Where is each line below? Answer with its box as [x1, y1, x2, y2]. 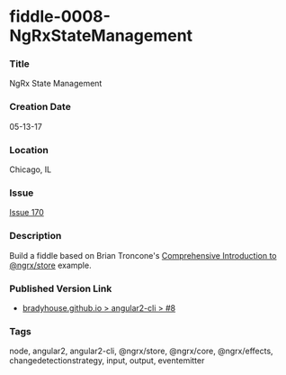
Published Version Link [9, 282, 112, 295]
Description [9, 230, 62, 242]
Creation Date [9, 101, 72, 114]
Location [9, 143, 49, 156]
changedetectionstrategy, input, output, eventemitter [9, 355, 205, 366]
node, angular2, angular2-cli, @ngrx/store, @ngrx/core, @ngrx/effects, [9, 345, 273, 357]
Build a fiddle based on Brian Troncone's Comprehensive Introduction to [9, 250, 277, 261]
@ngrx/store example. [9, 260, 92, 270]
